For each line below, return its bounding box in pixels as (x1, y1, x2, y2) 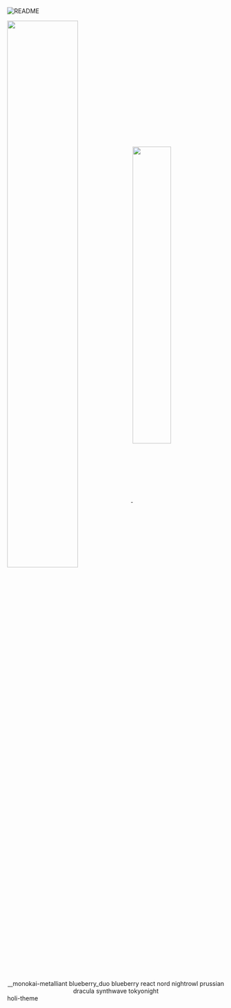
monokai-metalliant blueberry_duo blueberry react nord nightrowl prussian (12, 979, 225, 987)
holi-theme (7, 994, 39, 1002)
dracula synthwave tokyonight (73, 987, 159, 995)
